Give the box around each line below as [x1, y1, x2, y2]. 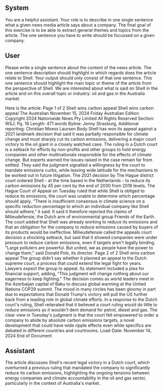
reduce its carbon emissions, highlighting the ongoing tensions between [5, 370, 150, 376]
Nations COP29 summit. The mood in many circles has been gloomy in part [5, 286, 156, 292]
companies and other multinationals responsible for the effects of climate [5, 151, 152, 157]
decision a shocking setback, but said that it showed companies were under [5, 234, 158, 240]
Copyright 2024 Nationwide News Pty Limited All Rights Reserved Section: [5, 115, 155, 121]
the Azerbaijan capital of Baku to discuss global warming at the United [5, 281, 146, 287]
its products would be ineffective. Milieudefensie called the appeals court [5, 229, 152, 235]
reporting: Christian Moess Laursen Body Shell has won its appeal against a [5, 126, 157, 131]
